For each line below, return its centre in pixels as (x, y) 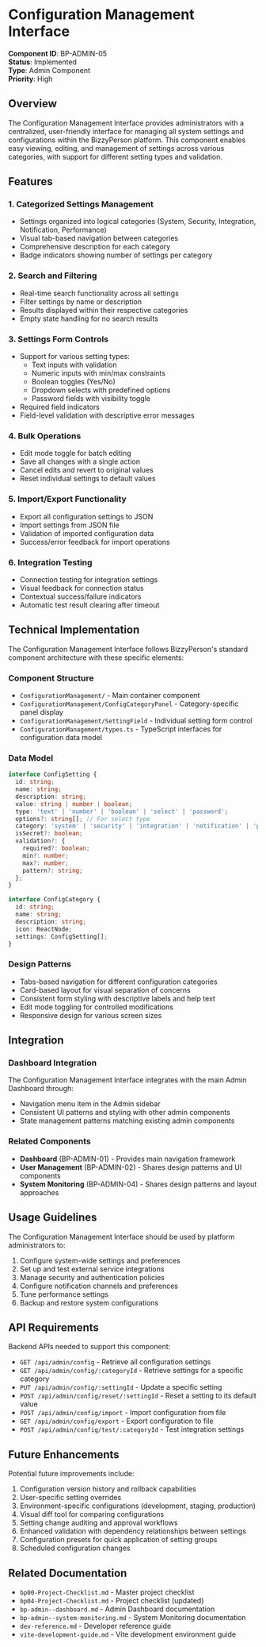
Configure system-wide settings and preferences (100, 1260)
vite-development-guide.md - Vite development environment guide (127, 1634)
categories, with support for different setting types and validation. (116, 156)
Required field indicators (60, 407)
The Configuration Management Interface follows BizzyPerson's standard (128, 649)
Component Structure (51, 678)
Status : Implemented (43, 62)
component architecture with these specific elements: (96, 658)
